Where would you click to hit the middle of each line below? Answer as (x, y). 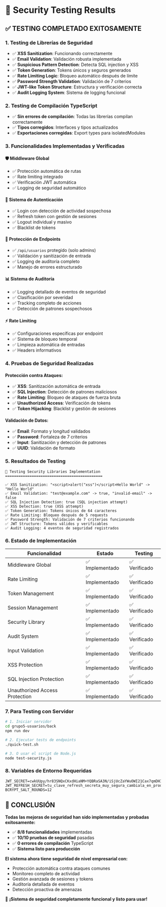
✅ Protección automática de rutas (47, 171)
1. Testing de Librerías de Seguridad (49, 43)
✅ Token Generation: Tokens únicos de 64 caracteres (61, 511)
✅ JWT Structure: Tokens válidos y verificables (57, 524)
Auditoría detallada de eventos (43, 884)
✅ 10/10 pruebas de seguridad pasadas (53, 837)
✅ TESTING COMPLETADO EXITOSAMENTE (73, 29)
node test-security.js (28, 758)
